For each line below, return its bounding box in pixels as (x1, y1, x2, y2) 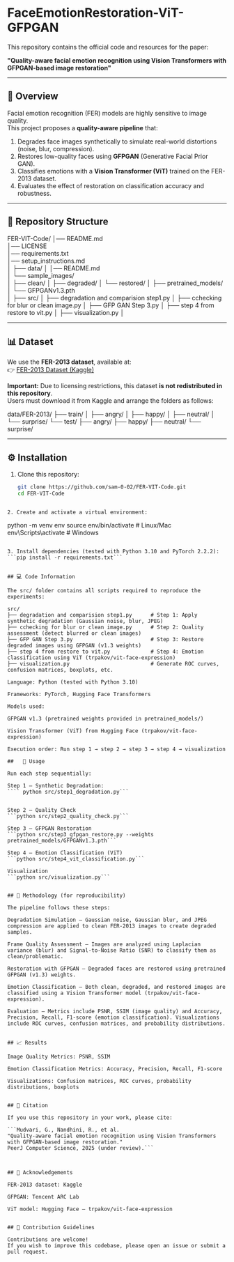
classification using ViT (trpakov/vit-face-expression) (7, 654, 176, 661)
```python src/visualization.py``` (7, 873, 111, 881)
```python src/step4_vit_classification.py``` (7, 855, 145, 862)
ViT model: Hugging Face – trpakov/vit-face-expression (7, 1206, 173, 1213)
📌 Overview (7, 91, 58, 102)
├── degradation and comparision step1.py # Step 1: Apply (7, 611, 198, 618)
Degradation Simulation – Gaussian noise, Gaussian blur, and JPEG (7, 916, 208, 923)
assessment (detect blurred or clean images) (7, 629, 141, 637)
